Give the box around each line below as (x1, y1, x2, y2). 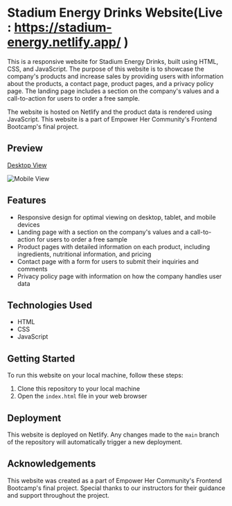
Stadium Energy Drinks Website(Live (7, 5, 223, 21)
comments (17, 264, 48, 273)
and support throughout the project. (7, 491, 109, 499)
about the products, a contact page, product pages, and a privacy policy (7, 79, 214, 87)
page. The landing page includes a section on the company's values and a (7, 87, 220, 95)
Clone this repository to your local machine (17, 385, 141, 393)
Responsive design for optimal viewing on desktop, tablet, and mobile (17, 213, 216, 221)
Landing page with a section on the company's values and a (17, 228, 189, 236)
